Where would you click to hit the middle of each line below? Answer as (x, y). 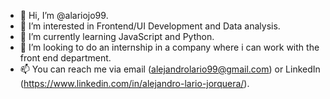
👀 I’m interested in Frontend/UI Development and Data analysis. (150, 26)
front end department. (65, 58)
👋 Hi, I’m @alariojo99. (64, 15)
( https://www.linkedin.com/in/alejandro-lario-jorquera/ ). (134, 83)
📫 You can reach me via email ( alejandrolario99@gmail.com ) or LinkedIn (170, 69)
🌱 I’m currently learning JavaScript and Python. (117, 36)
